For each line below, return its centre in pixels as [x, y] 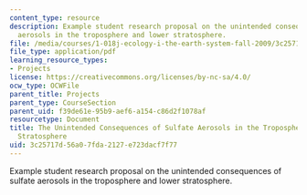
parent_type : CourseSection [63, 103]
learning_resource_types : [58, 60]
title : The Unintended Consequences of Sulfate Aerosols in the [134, 128]
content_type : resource [55, 18]
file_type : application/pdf [63, 52]
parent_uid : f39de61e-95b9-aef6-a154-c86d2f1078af [108, 111]
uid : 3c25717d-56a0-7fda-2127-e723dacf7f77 [94, 145]
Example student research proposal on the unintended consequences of [146, 170]
